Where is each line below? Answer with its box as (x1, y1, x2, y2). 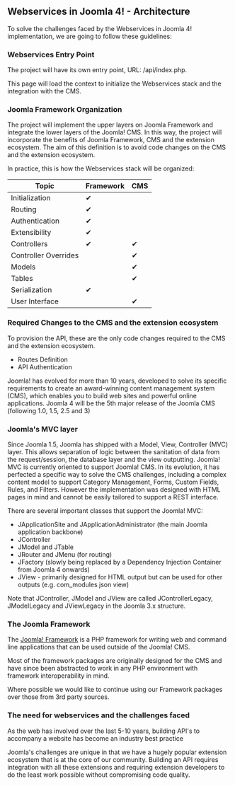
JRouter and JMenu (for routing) (17, 550, 113, 558)
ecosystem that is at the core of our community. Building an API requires (7, 755, 219, 763)
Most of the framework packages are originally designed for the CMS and (7, 657, 222, 665)
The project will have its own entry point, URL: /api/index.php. (7, 66, 188, 74)
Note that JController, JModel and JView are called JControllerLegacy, (7, 594, 214, 602)
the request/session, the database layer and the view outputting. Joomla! (7, 456, 221, 463)
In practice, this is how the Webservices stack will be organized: (7, 164, 195, 173)
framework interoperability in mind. (7, 671, 110, 680)
